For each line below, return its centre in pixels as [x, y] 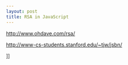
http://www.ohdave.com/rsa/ [41, 33]
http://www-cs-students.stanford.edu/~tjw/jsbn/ [64, 45]
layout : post [22, 11]
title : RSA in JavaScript [37, 17]
